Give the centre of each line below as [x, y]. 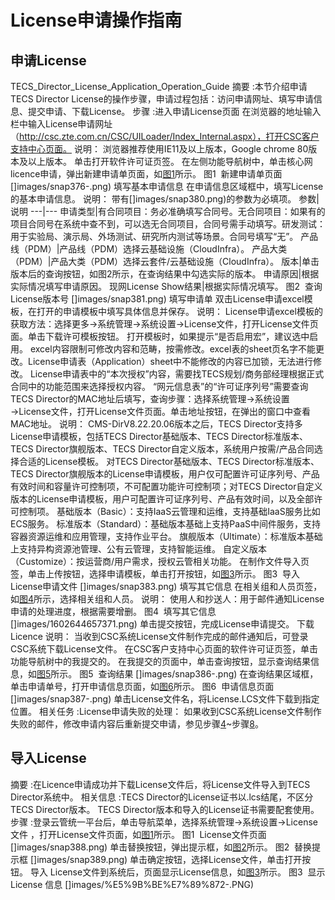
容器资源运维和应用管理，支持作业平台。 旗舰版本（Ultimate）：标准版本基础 [166, 536]
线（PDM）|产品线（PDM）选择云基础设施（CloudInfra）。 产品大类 [149, 249]
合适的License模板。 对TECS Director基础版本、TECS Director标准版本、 [169, 461]
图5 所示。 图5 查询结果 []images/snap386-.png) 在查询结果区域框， [177, 674]
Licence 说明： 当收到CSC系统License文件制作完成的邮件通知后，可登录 [159, 636]
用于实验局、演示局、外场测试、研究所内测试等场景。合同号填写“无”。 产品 [164, 236]
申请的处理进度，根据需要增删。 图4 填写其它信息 [113, 611]
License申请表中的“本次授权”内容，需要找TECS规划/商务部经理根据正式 [177, 374]
